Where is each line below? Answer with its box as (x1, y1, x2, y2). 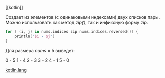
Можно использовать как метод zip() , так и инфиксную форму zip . (5, 20, 148, 25)
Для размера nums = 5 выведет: (5, 47, 75, 53)
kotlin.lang (5, 67, 27, 73)
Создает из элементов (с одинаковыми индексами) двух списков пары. (5, 14, 160, 20)
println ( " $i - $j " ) (14, 34, 55, 39)
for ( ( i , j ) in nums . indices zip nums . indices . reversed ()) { (5, 29, 138, 34)
